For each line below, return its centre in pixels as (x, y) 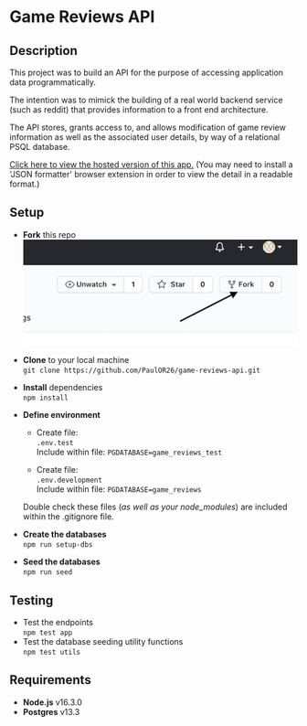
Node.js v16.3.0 (52, 702)
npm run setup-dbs (58, 545)
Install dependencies (63, 388)
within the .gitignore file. (68, 517)
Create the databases (64, 534)
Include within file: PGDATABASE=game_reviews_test (129, 452)
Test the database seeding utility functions (103, 641)
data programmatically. (53, 82)
